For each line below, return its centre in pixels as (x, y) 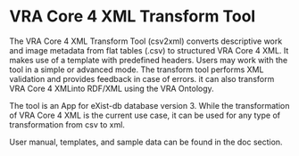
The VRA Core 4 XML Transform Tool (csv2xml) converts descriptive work (146, 41)
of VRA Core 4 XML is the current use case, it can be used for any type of (145, 115)
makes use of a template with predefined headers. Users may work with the (149, 60)
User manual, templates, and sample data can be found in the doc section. (146, 142)
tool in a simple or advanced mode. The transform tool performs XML (137, 70)
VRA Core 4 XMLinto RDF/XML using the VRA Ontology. (112, 88)
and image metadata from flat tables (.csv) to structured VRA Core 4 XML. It (149, 50)
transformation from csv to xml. (67, 124)
